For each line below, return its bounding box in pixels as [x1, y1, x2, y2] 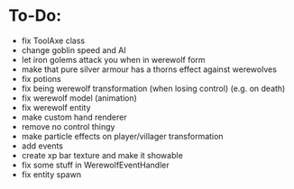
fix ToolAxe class [21, 35, 86, 46]
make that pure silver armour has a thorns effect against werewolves [21, 64, 277, 75]
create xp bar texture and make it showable [21, 149, 184, 160]
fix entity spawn [21, 168, 82, 180]
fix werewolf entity [21, 102, 91, 112]
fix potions [21, 73, 61, 84]
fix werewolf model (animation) [21, 92, 137, 103]
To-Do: [8, 5, 62, 26]
